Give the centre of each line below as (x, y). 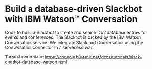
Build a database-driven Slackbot (74, 9)
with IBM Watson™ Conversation (71, 19)
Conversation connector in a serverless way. (50, 47)
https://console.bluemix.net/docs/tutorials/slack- (93, 57)
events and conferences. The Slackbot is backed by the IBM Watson (73, 37)
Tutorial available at (24, 57)
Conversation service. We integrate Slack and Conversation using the (74, 42)
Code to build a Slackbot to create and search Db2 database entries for (76, 32)
